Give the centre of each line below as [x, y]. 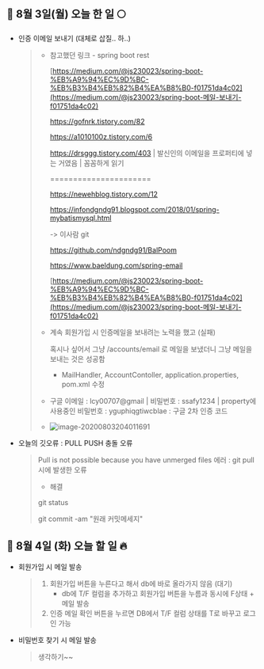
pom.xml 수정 [83, 384]
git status [53, 502]
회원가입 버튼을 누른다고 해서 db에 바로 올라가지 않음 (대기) [141, 583]
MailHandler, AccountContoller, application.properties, [150, 374]
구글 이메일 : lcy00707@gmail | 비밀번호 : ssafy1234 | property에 [153, 401]
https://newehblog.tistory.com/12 [104, 194]
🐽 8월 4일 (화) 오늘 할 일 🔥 [67, 546]
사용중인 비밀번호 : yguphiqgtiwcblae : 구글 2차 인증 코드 [139, 411]
